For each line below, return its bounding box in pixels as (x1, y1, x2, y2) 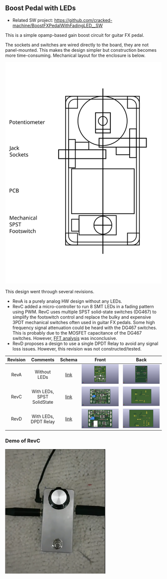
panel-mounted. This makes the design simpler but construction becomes (5, 47, 157, 53)
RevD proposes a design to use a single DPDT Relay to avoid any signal (12, 341, 159, 347)
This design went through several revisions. (5, 288, 94, 294)
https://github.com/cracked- (54, 17, 113, 23)
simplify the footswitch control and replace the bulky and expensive (12, 314, 152, 320)
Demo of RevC (5, 438, 41, 445)
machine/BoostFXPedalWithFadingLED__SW (12, 22, 103, 28)
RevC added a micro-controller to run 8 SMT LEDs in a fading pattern (12, 303, 154, 309)
